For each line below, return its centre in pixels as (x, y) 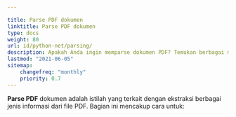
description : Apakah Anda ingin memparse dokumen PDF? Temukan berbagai (116, 53)
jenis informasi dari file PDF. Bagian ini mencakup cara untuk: (96, 106)
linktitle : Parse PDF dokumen (52, 26)
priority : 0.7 (40, 78)
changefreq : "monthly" (53, 72)
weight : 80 (23, 39)
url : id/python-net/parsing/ (50, 46)
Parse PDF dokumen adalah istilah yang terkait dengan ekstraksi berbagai (114, 98)
